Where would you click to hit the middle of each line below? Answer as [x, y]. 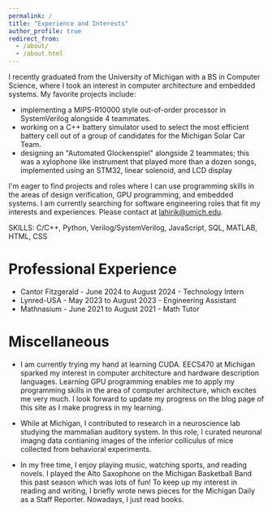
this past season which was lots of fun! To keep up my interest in [129, 482]
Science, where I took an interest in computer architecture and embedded [132, 85]
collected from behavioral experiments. [86, 449]
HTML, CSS [28, 236]
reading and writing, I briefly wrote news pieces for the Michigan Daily [138, 490]
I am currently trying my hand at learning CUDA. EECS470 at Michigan [138, 364]
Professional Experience [93, 269]
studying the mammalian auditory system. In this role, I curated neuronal [141, 432]
